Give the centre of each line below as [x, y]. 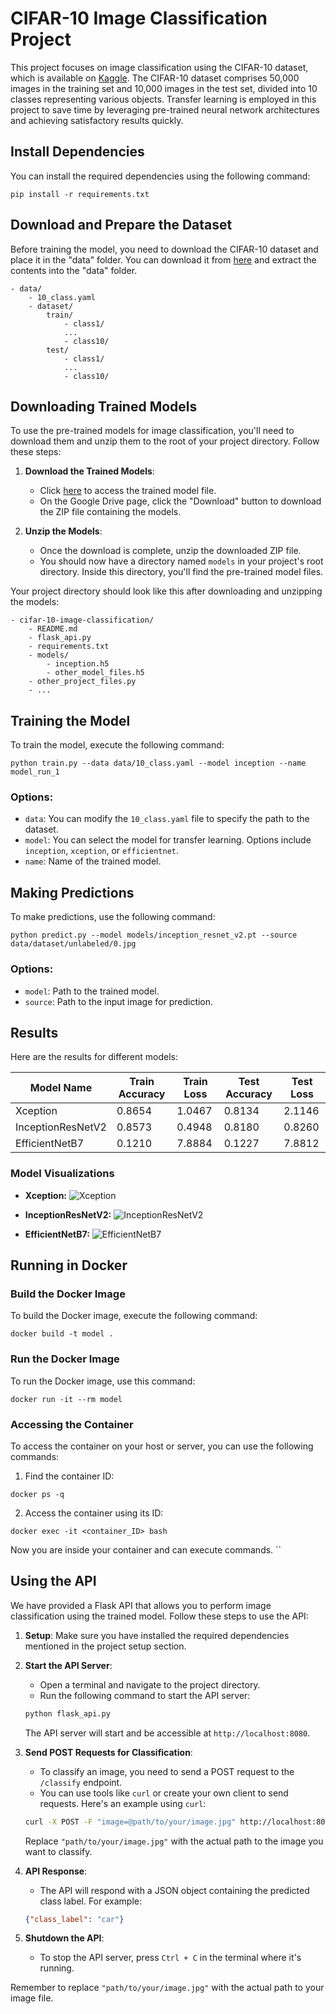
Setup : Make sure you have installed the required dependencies [157, 1635]
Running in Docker [69, 1265]
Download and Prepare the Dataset [121, 225]
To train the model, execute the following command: [117, 745]
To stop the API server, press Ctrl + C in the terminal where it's [170, 1958]
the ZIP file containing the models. [110, 512]
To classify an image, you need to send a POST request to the [167, 1771]
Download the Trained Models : [89, 471]
